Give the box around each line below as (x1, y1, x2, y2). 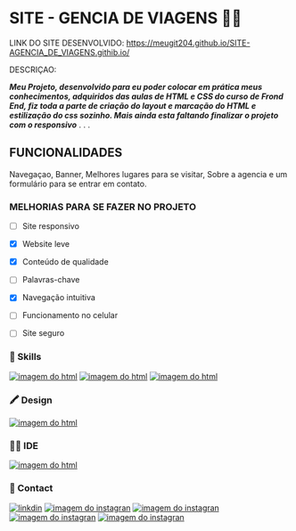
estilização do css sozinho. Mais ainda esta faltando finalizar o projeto (9, 110, 279, 120)
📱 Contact (9, 482, 53, 494)
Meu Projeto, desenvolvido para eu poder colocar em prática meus (9, 81, 263, 92)
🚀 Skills (9, 351, 42, 364)
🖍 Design (9, 394, 53, 406)
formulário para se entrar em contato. (9, 178, 147, 189)
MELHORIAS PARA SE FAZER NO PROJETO (9, 200, 197, 213)
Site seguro (21, 328, 65, 339)
